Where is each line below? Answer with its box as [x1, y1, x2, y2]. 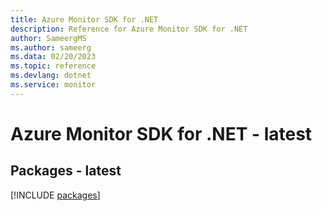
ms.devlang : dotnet [10, 71, 92, 81]
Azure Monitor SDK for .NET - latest [10, 122, 313, 145]
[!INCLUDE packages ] [10, 189, 101, 201]
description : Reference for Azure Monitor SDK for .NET [10, 24, 248, 34]
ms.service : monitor [10, 80, 97, 90]
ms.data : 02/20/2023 [10, 52, 97, 62]
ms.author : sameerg [10, 42, 92, 53]
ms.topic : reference [10, 61, 97, 71]
